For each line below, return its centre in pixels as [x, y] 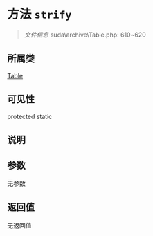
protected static [30, 116]
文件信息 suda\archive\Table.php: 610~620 [85, 35]
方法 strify [39, 14]
